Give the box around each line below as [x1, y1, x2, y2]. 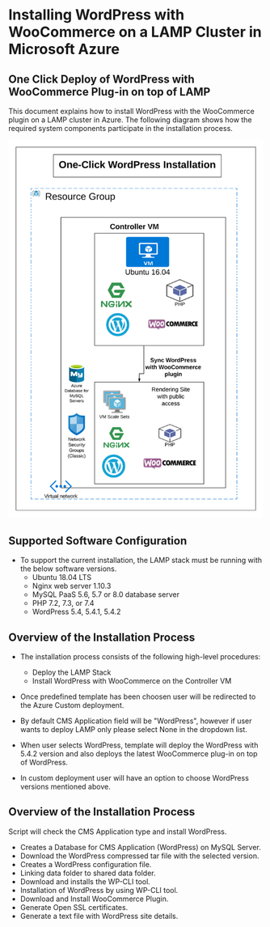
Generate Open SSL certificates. [19, 902, 129, 912]
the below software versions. [19, 564, 117, 574]
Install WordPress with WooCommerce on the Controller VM [32, 675, 232, 685]
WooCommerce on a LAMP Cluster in [8, 23, 263, 41]
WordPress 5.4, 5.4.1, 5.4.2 [32, 607, 121, 616]
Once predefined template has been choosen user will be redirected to [19, 692, 256, 701]
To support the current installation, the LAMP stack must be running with [19, 556, 263, 565]
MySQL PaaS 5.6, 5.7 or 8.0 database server [32, 590, 180, 599]
